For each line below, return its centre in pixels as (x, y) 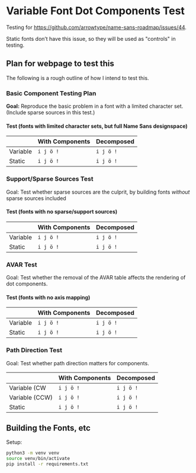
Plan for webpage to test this (60, 64)
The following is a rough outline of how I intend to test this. (78, 78)
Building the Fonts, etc (48, 428)
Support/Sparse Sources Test (50, 179)
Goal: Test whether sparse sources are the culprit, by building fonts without (98, 192)
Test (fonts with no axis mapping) (48, 297)
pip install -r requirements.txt (47, 464)
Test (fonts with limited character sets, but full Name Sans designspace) (97, 126)
